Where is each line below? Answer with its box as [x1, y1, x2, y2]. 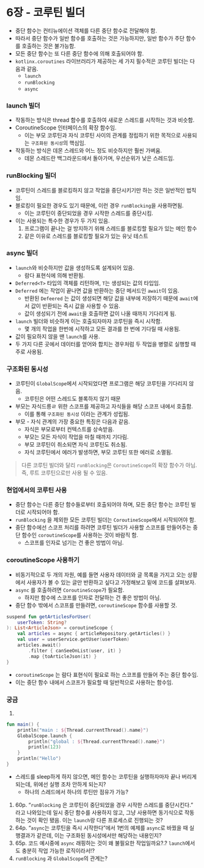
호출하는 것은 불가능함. [21, 42, 76, 49]
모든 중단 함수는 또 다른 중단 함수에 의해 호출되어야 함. [15, 49, 144, 57]
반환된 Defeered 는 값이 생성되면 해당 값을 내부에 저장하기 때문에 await [24, 294, 194, 302]
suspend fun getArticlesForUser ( [6, 613, 92, 620]
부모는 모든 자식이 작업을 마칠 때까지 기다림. [24, 433, 129, 440]
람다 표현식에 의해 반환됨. [24, 271, 86, 279]
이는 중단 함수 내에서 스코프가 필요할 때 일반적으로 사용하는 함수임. [15, 679, 173, 686]
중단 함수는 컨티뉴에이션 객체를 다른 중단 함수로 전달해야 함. [15, 27, 158, 34]
